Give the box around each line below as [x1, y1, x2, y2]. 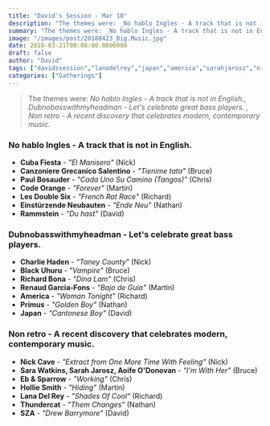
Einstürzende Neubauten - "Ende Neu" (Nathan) [19, 200, 183, 210]
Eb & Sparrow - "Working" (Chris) [19, 374, 133, 383]
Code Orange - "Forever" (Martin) [19, 182, 133, 193]
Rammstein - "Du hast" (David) [19, 208, 125, 218]
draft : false [8, 49, 52, 57]
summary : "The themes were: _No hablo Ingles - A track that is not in [8, 27, 253, 35]
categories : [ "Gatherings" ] [8, 72, 103, 80]
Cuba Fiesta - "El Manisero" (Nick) [19, 158, 137, 167]
